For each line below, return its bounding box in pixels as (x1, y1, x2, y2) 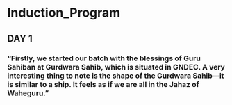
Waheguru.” (7, 88, 49, 98)
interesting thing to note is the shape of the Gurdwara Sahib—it (7, 71, 224, 81)
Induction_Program (7, 5, 121, 21)
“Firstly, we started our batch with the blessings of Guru (7, 54, 201, 63)
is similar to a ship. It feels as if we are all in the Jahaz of (7, 79, 199, 89)
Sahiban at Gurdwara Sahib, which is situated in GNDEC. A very (7, 62, 226, 72)
